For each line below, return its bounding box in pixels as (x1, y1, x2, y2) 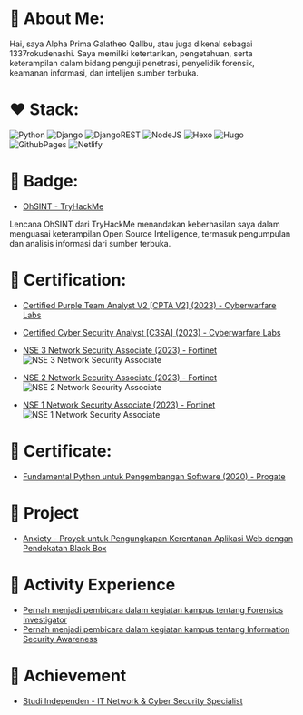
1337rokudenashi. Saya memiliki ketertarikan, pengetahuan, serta (9, 47, 253, 58)
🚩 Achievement (9, 665, 127, 686)
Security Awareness (22, 633, 98, 644)
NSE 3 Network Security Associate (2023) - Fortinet (22, 345, 218, 356)
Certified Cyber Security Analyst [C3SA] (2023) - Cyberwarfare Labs (22, 327, 281, 337)
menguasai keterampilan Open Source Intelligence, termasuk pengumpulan (9, 227, 291, 239)
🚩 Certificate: (9, 440, 112, 461)
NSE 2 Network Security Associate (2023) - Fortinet (22, 372, 218, 383)
